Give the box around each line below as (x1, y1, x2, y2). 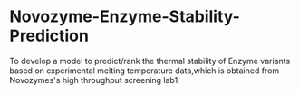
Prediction (9, 25, 89, 46)
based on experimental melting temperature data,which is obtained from (9, 65, 280, 76)
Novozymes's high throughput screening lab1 (9, 74, 178, 85)
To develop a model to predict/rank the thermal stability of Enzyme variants (9, 55, 291, 66)
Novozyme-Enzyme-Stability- (9, 6, 240, 27)
